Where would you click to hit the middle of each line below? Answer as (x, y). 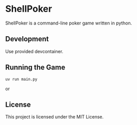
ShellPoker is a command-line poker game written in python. (69, 23)
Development (27, 39)
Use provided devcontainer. (34, 51)
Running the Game (35, 68)
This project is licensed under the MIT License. (54, 117)
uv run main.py (21, 79)
